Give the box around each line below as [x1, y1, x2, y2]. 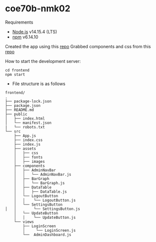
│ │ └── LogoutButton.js [14, 198, 76, 203]
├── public [5, 112, 28, 117]
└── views [14, 219, 34, 224]
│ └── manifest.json [5, 120, 52, 125]
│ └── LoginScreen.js [23, 228, 76, 233]
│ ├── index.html [5, 116, 45, 121]
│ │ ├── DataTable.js [14, 189, 67, 194]
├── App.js [14, 133, 36, 138]
